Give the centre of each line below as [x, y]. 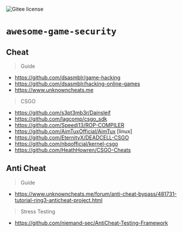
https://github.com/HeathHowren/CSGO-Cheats [72, 150]
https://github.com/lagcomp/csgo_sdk [61, 119]
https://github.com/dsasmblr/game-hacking [67, 77]
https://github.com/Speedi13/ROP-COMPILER [70, 125]
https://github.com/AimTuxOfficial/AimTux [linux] [73, 131]
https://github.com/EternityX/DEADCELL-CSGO [72, 137]
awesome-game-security [61, 32]
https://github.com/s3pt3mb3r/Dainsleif [63, 112]
